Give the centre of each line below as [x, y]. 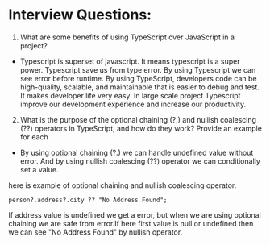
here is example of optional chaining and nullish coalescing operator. [123, 185]
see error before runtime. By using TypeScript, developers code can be [138, 78]
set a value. [39, 169]
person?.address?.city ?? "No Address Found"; [88, 200]
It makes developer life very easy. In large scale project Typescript [130, 95]
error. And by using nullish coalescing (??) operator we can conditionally [140, 161]
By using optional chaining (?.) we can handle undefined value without [137, 152]
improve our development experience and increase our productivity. [133, 104]
